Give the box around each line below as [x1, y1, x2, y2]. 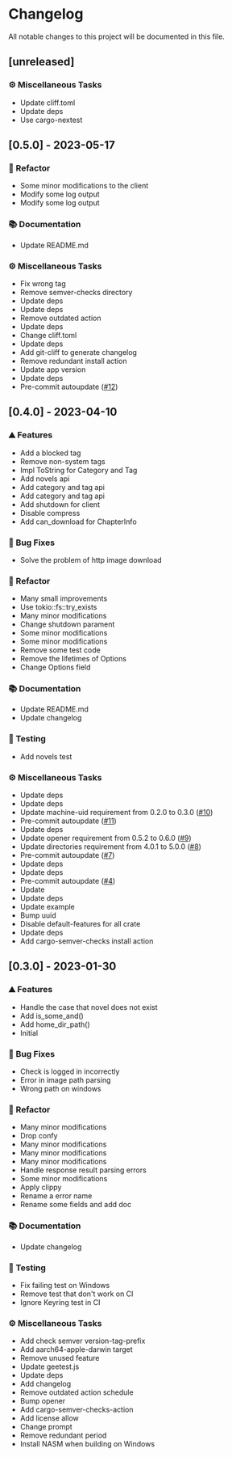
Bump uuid [19, 910, 56, 920]
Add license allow [19, 1413, 79, 1423]
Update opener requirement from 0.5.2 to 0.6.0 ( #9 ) [19, 834, 192, 843]
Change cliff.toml [19, 330, 77, 340]
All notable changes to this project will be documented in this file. [8, 32, 226, 41]
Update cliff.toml [19, 98, 76, 108]
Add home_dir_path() [19, 1020, 90, 1029]
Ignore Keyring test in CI [19, 1297, 101, 1307]
